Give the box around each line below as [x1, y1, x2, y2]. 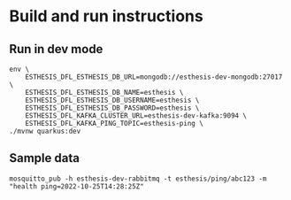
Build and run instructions [9, 6, 203, 27]
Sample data [9, 150, 80, 165]
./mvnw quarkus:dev [9, 127, 81, 135]
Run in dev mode [9, 42, 103, 57]
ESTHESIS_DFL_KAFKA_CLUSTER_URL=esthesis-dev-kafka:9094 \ [25, 112, 248, 120]
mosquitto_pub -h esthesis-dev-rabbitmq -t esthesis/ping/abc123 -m [9, 174, 267, 183]
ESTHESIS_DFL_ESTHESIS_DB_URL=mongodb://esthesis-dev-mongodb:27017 [25, 73, 283, 81]
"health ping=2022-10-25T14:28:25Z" [9, 181, 144, 191]
